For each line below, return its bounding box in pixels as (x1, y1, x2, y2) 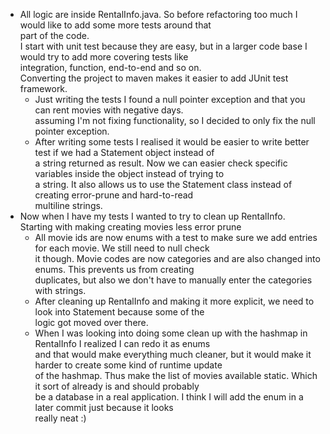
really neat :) (34, 412, 87, 424)
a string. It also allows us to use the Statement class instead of (34, 179, 293, 190)
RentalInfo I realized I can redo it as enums (34, 338, 211, 349)
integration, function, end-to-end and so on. (19, 62, 202, 73)
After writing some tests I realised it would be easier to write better (34, 136, 310, 148)
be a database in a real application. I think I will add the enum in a (34, 391, 304, 403)
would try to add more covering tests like (19, 51, 189, 63)
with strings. (34, 285, 87, 296)
